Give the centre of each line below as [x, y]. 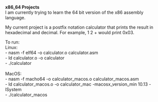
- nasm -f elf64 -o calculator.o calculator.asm [52, 52]
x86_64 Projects [22, 7]
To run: [12, 42]
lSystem [13, 89]
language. [15, 18]
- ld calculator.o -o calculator [35, 58]
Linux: [11, 47]
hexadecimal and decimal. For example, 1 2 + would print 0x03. [70, 32]
